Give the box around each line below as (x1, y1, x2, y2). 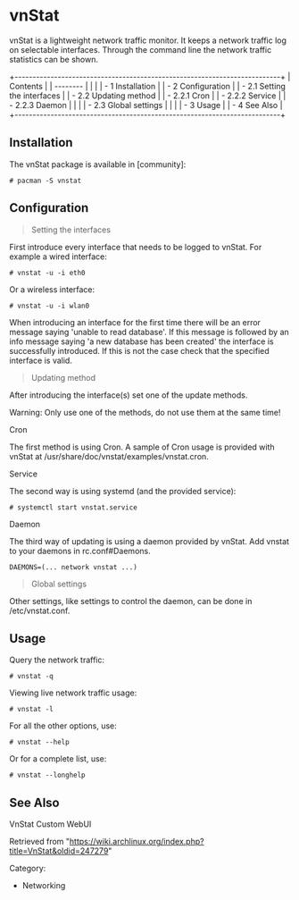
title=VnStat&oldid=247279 (9, 845, 109, 856)
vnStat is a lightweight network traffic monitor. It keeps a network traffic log (9, 35, 287, 46)
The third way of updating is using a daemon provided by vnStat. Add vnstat (9, 535, 290, 546)
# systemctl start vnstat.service (9, 502, 138, 512)
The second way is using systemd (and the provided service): (9, 485, 237, 496)
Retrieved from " (9, 837, 70, 847)
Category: (9, 863, 46, 874)
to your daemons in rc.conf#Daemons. (9, 545, 151, 556)
